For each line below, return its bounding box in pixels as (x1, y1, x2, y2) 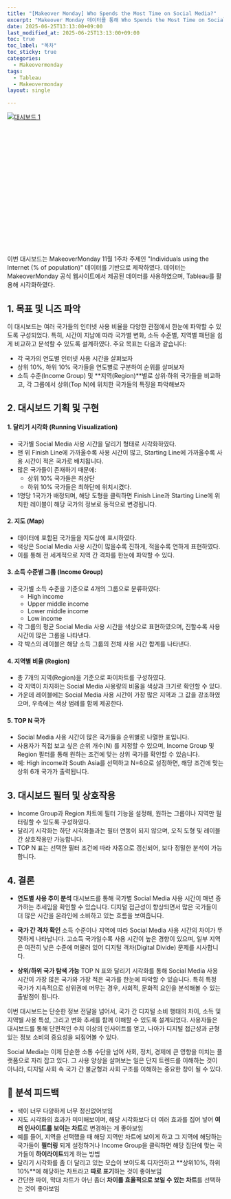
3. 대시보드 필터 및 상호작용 (7, 789, 115, 801)
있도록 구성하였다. (43, 818, 91, 826)
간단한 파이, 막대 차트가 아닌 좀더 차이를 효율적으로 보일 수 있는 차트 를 (16, 1176, 203, 1184)
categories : (7, 55, 41, 62)
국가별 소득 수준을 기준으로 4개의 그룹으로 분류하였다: (16, 584, 161, 593)
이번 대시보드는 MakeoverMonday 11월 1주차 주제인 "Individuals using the (7, 255, 210, 263)
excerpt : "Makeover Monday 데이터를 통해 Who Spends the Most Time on (7, 17, 205, 23)
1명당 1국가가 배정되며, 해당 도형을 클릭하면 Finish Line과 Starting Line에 (16, 491, 213, 499)
